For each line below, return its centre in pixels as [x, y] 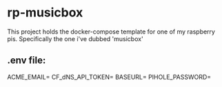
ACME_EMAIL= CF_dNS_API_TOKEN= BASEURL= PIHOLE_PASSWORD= [109, 77]
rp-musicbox [45, 13]
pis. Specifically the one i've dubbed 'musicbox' [75, 38]
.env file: [27, 61]
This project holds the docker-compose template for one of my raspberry [111, 32]
